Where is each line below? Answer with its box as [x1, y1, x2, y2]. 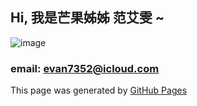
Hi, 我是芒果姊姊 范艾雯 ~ [10, 9, 165, 27]
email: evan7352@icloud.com [10, 61, 160, 75]
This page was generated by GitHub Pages [10, 84, 188, 97]
